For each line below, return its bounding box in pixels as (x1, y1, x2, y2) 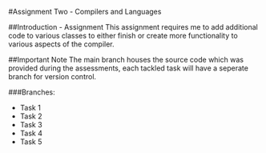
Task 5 (19, 137, 42, 147)
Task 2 (19, 111, 42, 121)
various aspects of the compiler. (8, 39, 115, 49)
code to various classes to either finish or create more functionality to (8, 31, 238, 40)
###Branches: (8, 87, 56, 97)
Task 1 (19, 103, 42, 112)
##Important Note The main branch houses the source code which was (8, 55, 244, 64)
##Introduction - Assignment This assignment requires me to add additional (8, 22, 258, 31)
